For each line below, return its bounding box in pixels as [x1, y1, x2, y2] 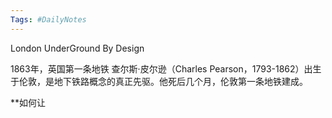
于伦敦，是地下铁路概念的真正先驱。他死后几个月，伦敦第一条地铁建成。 [10, 75, 308, 87]
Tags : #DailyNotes [10, 14, 87, 25]
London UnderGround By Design [10, 42, 145, 54]
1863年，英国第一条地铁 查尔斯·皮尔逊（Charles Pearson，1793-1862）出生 [10, 62, 322, 75]
